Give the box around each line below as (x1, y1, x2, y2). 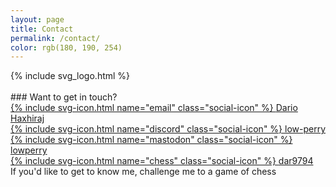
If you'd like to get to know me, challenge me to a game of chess (10, 166, 277, 178)
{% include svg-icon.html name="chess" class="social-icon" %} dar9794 (10, 155, 314, 167)
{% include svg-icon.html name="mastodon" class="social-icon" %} (10, 134, 293, 146)
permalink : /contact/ (10, 33, 101, 43)
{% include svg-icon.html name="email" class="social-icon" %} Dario (10, 102, 298, 114)
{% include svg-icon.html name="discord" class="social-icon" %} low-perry (10, 123, 327, 135)
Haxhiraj (10, 112, 45, 125)
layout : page (10, 14, 65, 25)
